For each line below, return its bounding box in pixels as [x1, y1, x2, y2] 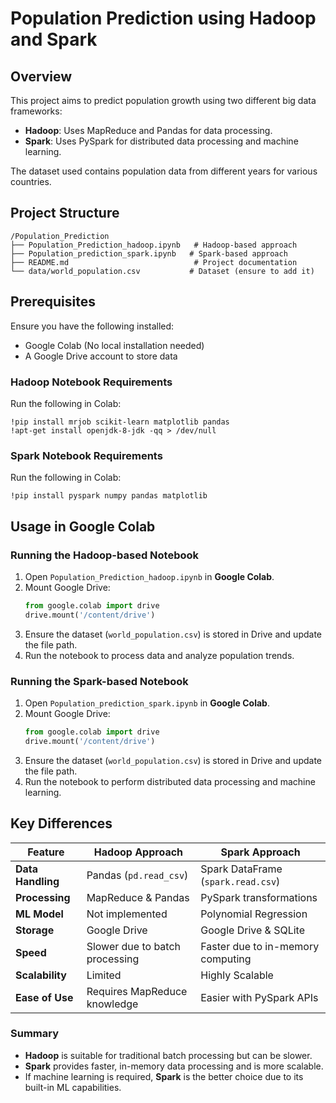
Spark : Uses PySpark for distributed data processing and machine [24, 135, 299, 147]
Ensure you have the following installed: [10, 320, 175, 332]
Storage [15, 923, 55, 937]
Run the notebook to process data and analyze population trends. [24, 649, 295, 661]
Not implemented [86, 907, 168, 921]
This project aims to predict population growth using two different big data [10, 95, 317, 106]
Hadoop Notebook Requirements [10, 375, 173, 389]
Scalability [15, 968, 67, 982]
